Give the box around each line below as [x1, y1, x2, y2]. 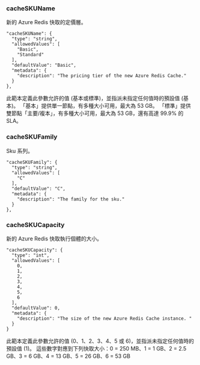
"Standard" [17, 52, 44, 58]
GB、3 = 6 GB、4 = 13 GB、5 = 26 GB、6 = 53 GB [6, 352, 131, 360]
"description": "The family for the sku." [17, 196, 125, 202]
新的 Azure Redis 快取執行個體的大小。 [6, 235, 103, 242]
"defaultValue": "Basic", [11, 62, 77, 69]
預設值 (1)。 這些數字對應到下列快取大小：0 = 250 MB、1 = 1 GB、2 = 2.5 [6, 345, 187, 352]
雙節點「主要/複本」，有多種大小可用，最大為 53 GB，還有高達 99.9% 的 [6, 110, 184, 117]
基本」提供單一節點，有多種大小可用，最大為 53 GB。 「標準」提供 [25, 102, 191, 110]
